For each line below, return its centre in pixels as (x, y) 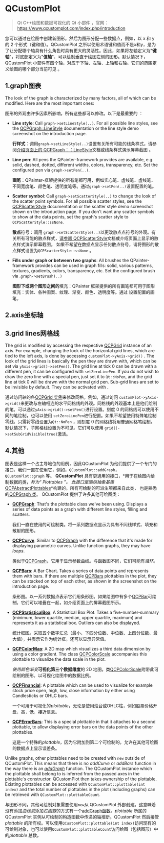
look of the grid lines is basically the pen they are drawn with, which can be (81, 361)
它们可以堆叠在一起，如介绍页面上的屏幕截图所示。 (72, 602)
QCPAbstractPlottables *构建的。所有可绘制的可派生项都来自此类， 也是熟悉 (81, 488)
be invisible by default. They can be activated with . (57, 387)
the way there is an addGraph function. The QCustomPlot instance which (79, 768)
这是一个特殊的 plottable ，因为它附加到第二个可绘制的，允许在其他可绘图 (85, 742)
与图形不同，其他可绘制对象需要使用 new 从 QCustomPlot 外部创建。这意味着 (81, 804)
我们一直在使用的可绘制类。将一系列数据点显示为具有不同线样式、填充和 (85, 524)
